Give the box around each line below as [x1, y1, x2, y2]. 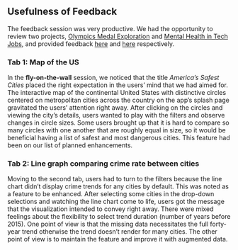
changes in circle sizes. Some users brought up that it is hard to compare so [7, 118, 229, 127]
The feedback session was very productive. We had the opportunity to [7, 24, 214, 33]
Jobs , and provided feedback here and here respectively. [7, 39, 175, 48]
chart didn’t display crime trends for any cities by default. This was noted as [7, 182, 229, 191]
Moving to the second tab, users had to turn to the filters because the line [7, 175, 222, 183]
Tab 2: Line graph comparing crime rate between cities [7, 159, 200, 169]
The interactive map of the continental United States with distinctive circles [7, 89, 227, 97]
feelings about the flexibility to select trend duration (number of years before [7, 212, 231, 221]
